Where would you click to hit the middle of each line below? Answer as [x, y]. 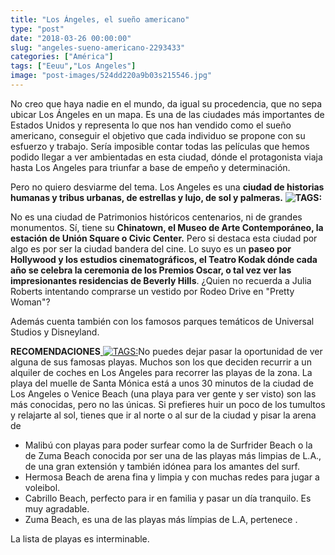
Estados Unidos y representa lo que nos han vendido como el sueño [151, 125]
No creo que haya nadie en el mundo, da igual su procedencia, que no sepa [166, 103]
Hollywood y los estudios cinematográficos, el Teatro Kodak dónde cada [164, 259]
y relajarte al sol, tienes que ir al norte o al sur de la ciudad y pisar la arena [163, 415]
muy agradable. [57, 508]
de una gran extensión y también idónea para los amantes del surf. [162, 466]
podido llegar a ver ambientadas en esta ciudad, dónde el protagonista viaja [166, 157]
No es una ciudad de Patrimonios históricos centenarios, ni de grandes [156, 217]
